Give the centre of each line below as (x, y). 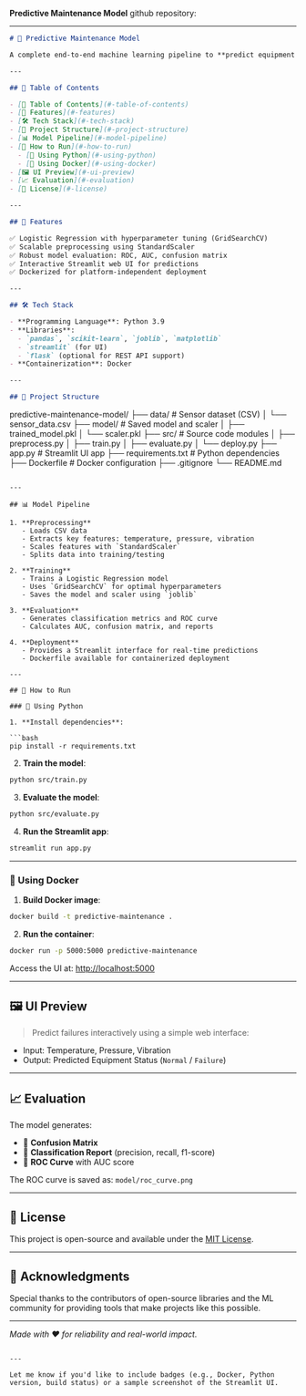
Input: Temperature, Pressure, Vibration (97, 1050)
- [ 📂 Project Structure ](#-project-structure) (99, 130)
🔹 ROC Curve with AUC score (78, 1163)
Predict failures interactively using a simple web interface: (140, 1033)
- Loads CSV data (55, 531)
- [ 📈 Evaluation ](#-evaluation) (72, 181)
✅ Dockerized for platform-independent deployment (108, 273)
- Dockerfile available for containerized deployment (126, 658)
